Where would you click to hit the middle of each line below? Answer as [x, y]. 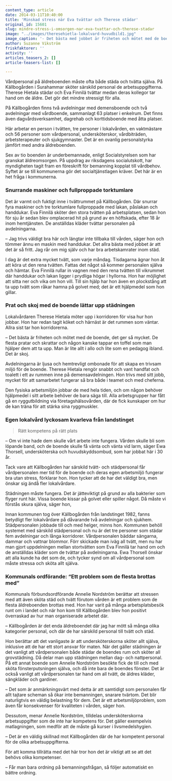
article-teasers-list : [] [33, 63]
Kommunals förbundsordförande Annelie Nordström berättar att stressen [82, 594]
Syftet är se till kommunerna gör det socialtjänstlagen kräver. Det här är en [84, 171]
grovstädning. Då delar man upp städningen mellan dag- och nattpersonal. [84, 658]
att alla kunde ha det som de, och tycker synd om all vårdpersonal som [80, 558]
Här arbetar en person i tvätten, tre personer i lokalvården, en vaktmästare [84, 129]
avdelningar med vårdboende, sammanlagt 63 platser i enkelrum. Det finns [84, 113]
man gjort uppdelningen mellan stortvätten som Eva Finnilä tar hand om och [85, 547]
